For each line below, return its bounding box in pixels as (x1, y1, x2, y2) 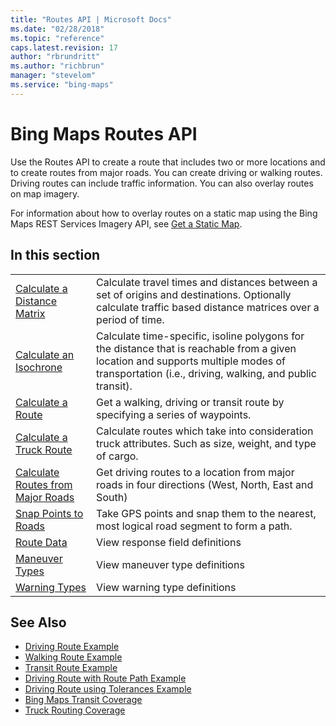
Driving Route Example (24, 641, 120, 653)
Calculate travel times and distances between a (96, 275, 318, 289)
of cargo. (96, 449, 139, 463)
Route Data (15, 535, 68, 549)
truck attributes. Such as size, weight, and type (96, 436, 317, 450)
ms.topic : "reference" (10, 33, 105, 43)
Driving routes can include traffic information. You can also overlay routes (10, 177, 314, 189)
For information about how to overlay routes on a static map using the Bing (10, 207, 318, 219)
